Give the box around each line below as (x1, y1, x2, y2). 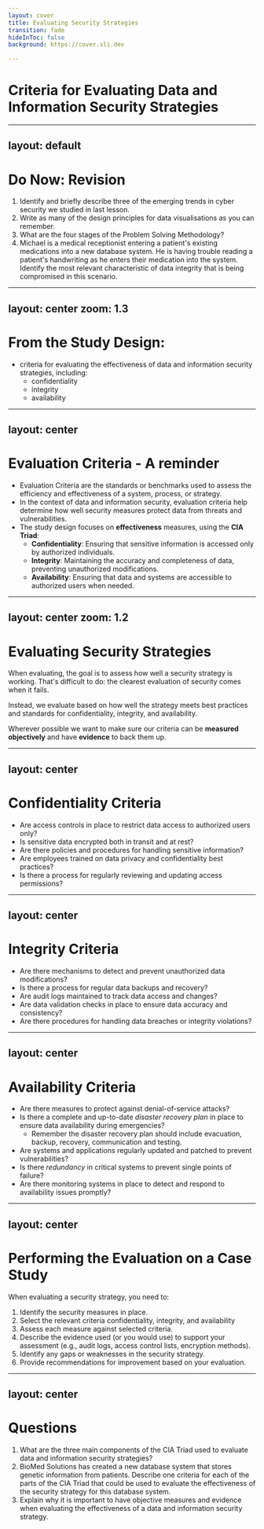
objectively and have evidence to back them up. (8, 732, 167, 742)
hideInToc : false (8, 33, 65, 42)
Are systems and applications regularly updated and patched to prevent (19, 1146, 252, 1155)
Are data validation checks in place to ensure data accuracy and (19, 1000, 228, 1009)
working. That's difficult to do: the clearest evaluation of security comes (8, 677, 241, 687)
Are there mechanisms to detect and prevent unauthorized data (19, 967, 225, 976)
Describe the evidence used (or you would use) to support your (19, 1332, 225, 1342)
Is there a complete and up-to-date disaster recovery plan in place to (19, 1112, 244, 1122)
